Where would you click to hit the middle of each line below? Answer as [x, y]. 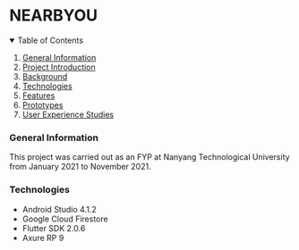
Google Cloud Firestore [65, 219]
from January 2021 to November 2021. [80, 167]
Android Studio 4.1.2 [59, 209]
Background [45, 76]
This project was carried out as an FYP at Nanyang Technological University [149, 157]
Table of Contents [50, 40]
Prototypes [43, 104]
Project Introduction [59, 67]
